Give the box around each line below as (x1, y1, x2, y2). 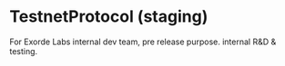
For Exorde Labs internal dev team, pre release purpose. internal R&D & (9, 36, 277, 47)
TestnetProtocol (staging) (9, 6, 209, 27)
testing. (9, 45, 38, 56)
